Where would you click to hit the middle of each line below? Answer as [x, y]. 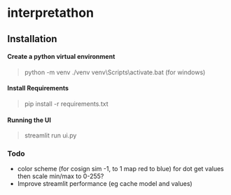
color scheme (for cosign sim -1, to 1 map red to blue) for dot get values [120, 169]
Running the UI [29, 120]
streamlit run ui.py [50, 135]
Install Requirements [38, 88]
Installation [32, 39]
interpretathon [51, 13]
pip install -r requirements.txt [66, 104]
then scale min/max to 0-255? [61, 176]
